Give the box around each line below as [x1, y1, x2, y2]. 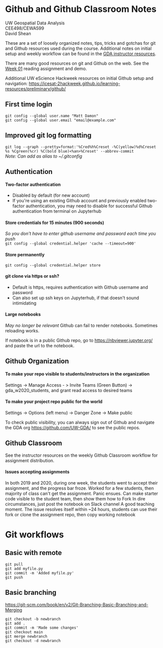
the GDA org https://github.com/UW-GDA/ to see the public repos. [5, 424, 140, 430]
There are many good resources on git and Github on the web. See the [5, 60, 150, 66]
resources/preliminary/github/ [5, 85, 66, 91]
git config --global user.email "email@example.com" [5, 118, 116, 123]
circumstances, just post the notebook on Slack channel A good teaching [5, 501, 155, 507]
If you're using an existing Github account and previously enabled [12, 198, 147, 204]
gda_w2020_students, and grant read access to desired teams [5, 387, 133, 393]
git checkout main [5, 630, 43, 635]
